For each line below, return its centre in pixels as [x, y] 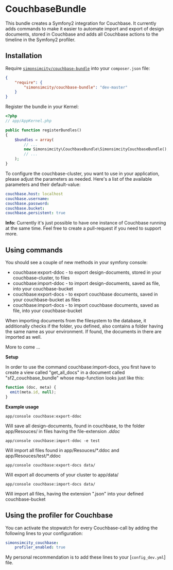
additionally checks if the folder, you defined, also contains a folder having [84, 326]
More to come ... [23, 347]
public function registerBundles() [44, 130]
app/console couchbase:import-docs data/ [50, 484]
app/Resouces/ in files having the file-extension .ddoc [63, 431]
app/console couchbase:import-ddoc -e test [53, 441]
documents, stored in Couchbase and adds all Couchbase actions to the [82, 34]
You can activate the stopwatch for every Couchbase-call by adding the [82, 528]
